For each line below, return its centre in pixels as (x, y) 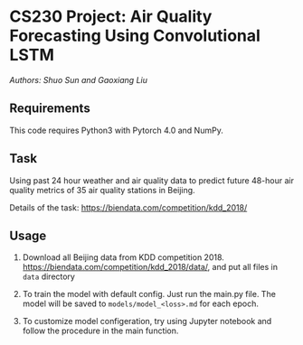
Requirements (50, 109)
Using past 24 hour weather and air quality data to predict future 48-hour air (151, 180)
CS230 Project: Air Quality (111, 17)
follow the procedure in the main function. (100, 331)
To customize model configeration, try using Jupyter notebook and (147, 322)
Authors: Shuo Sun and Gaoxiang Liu (78, 79)
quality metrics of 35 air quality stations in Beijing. (103, 190)
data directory (48, 276)
